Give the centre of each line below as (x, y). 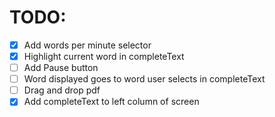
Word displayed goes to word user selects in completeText (144, 79)
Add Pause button (61, 68)
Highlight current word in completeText (104, 56)
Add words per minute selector (87, 45)
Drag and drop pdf (62, 90)
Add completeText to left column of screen (111, 102)
